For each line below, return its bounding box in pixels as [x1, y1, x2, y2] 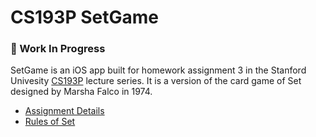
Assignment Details [24, 105, 105, 117]
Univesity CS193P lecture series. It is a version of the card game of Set [10, 75, 302, 87]
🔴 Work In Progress [10, 42, 106, 56]
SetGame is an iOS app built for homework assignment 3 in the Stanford [10, 64, 307, 76]
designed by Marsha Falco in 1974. [10, 86, 153, 98]
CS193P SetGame [10, 6, 159, 29]
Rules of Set [24, 116, 76, 128]
